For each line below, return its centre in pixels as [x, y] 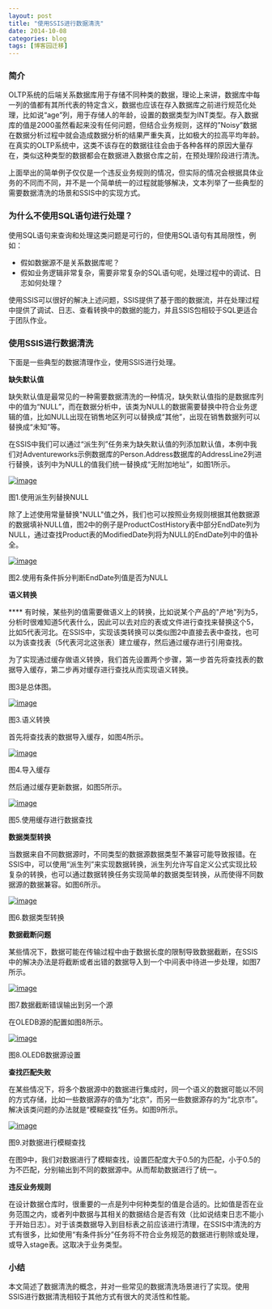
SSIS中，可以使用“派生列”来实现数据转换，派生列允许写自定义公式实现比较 [133, 864]
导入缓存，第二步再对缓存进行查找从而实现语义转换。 [104, 670]
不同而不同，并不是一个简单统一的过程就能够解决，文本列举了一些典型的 [143, 183]
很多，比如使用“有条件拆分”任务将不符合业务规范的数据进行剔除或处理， [142, 1235]
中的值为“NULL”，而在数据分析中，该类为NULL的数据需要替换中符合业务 [130, 407]
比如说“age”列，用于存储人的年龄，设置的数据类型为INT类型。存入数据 [140, 115]
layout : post [30, 16]
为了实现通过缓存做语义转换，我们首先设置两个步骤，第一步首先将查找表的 [132, 659]
